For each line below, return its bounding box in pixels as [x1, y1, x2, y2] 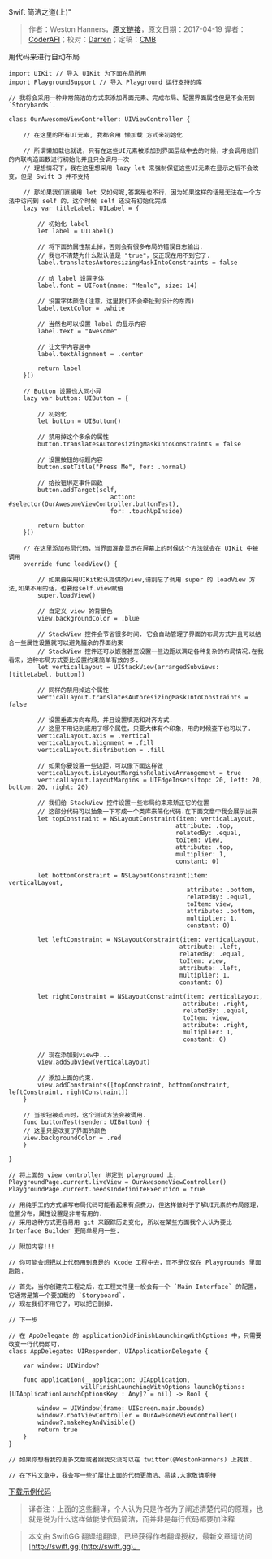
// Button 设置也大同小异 [23, 387, 102, 395]
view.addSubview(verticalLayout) [37, 1058, 151, 1066]
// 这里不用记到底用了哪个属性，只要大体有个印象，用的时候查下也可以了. [37, 725, 252, 733]
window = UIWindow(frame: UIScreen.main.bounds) [37, 1404, 205, 1413]
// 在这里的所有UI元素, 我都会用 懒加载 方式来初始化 [23, 131, 183, 139]
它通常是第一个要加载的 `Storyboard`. [8, 1291, 127, 1300]
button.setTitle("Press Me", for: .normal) [37, 463, 187, 471]
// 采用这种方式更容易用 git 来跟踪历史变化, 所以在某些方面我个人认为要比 [8, 1218, 233, 1226]
